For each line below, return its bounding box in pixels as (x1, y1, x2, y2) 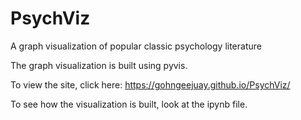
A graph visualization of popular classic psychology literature (10, 40, 262, 52)
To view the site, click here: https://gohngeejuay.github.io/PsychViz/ (10, 78, 291, 91)
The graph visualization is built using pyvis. (10, 59, 188, 71)
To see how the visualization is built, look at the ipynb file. (10, 98, 248, 110)
